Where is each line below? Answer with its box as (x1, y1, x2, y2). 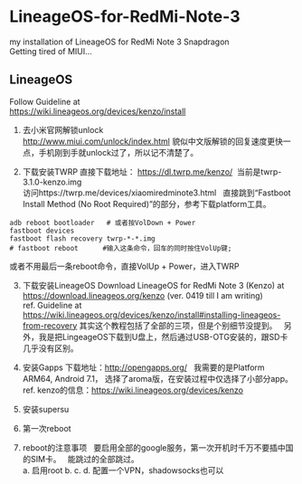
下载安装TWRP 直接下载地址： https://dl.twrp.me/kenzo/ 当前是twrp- (22, 166, 282, 177)
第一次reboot (22, 422, 71, 433)
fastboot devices (9, 226, 75, 235)
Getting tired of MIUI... (9, 45, 92, 56)
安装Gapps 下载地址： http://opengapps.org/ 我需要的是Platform (22, 362, 265, 373)
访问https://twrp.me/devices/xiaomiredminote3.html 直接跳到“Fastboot (22, 187, 291, 198)
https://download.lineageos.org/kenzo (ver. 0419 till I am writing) (22, 289, 264, 300)
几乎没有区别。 (22, 342, 79, 354)
